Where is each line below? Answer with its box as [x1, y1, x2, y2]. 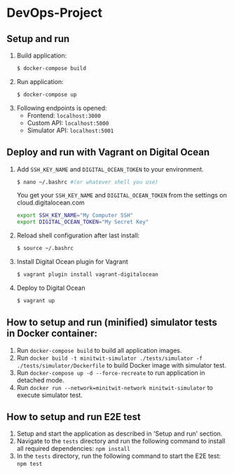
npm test [16, 461, 43, 468]
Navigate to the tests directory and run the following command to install [16, 437, 226, 445]
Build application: [16, 51, 67, 60]
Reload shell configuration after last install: [16, 231, 140, 239]
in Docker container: [6, 328, 98, 340]
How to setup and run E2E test [6, 411, 141, 423]
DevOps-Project [6, 5, 103, 21]
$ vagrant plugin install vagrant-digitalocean [16, 271, 158, 278]
